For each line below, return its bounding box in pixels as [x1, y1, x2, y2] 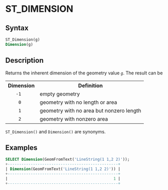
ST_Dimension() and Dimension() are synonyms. [5, 128, 106, 135]
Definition [78, 82, 103, 89]
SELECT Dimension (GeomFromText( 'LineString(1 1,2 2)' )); [5, 157, 130, 162]
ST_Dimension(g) [5, 37, 40, 42]
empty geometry [40, 90, 80, 98]
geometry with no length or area [40, 99, 117, 106]
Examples [5, 143, 38, 152]
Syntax [5, 24, 29, 32]
